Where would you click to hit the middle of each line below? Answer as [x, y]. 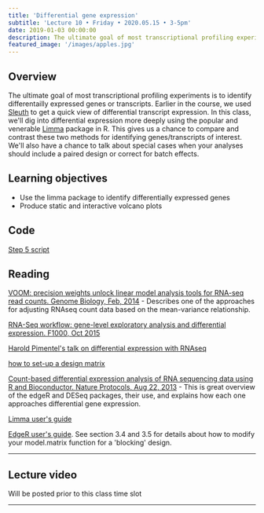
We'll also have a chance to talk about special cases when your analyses [126, 145]
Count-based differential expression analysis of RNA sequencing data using [131, 379]
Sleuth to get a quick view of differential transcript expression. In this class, [130, 112]
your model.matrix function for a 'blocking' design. [90, 443]
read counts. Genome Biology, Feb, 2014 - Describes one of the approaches [132, 301]
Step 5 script [29, 249]
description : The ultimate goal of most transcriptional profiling [121, 37]
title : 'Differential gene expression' [73, 15]
